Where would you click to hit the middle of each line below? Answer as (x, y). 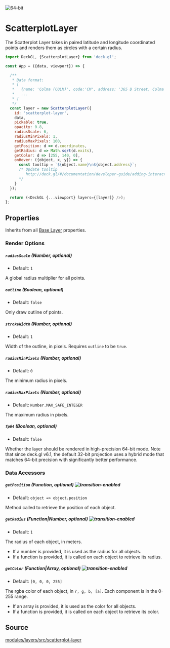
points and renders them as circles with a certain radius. (64, 48)
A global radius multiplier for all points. (45, 278)
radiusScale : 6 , (32, 132)
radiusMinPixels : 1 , (36, 137)
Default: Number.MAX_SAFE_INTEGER (47, 405)
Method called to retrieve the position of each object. (61, 507)
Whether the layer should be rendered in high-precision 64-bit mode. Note (83, 449)
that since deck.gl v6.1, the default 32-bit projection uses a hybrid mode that (85, 454)
